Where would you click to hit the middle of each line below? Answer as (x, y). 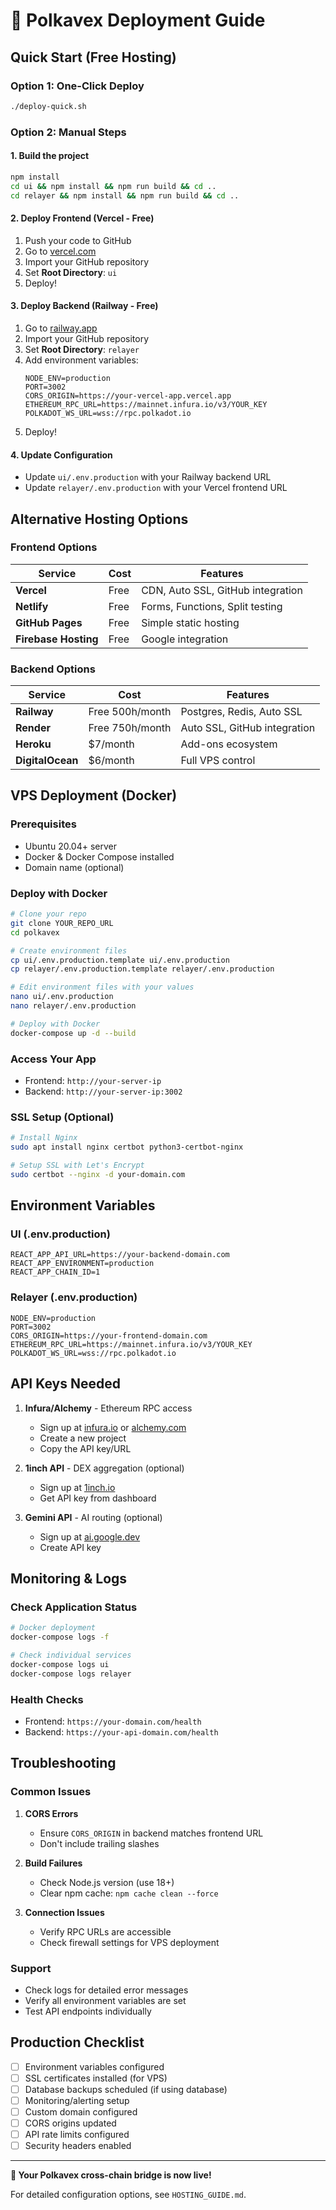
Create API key (70, 1547)
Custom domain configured (81, 2112)
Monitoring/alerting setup (77, 2100)
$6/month (111, 761)
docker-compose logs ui (60, 1664)
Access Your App (53, 1059)
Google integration (185, 639)
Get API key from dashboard (98, 1498)
